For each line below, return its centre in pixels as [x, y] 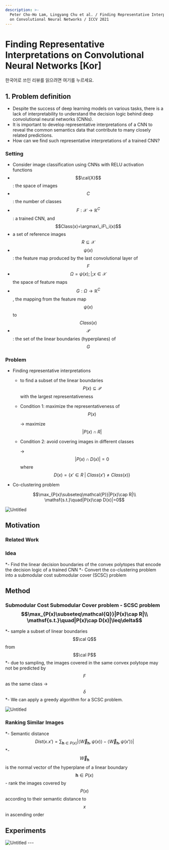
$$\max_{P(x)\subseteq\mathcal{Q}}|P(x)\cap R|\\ [84, 614]
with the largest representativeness [57, 397]
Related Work [22, 540]
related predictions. [33, 135]
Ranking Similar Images [34, 722]
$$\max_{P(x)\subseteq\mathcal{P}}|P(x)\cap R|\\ [84, 495]
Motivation [23, 526]
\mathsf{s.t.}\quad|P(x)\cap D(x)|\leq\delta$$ [84, 620]
